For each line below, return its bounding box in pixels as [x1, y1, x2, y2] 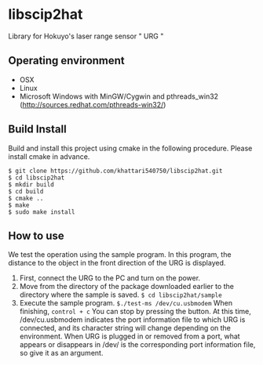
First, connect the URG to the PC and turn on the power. [19, 273, 201, 283]
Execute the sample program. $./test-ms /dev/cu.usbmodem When [19, 298, 233, 308]
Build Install [8, 123, 67, 136]
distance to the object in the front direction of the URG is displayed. [8, 258, 226, 268]
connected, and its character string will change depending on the [19, 323, 232, 333]
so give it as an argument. [19, 349, 104, 358]
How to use [8, 229, 64, 242]
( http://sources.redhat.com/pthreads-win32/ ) [19, 99, 166, 109]
